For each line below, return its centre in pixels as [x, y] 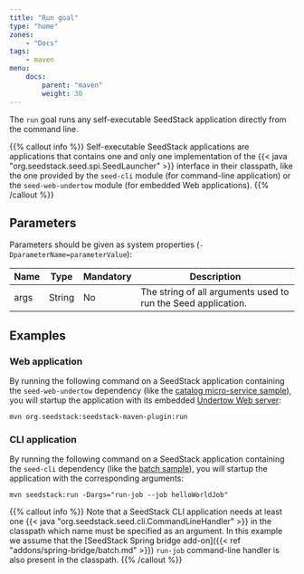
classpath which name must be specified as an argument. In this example [146, 531]
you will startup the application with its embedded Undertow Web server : [146, 400]
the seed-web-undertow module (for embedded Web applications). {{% [139, 185]
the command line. [44, 129]
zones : [22, 34]
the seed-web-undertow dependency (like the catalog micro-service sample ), [151, 391]
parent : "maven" [72, 85]
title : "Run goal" [44, 18]
